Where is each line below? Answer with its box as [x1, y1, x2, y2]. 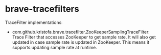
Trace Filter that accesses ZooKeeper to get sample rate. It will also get [12, 34, 156, 40]
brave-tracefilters [5, 3, 79, 15]
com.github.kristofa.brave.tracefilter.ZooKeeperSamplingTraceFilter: [12, 29, 150, 35]
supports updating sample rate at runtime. [12, 44, 97, 50]
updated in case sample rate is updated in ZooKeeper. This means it [12, 39, 150, 45]
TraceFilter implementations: [5, 19, 63, 25]
